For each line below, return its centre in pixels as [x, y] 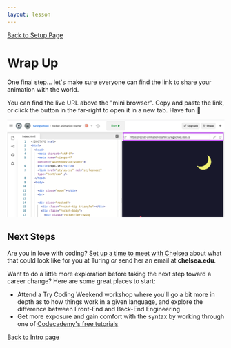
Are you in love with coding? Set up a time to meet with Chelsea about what [114, 253]
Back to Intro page [33, 337]
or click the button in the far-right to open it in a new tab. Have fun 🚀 [104, 110]
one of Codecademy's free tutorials [68, 324]
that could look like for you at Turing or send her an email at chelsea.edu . [111, 260]
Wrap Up [33, 63]
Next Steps [31, 237]
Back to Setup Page [35, 35]
